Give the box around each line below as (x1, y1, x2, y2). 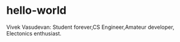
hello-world (6, 4, 67, 17)
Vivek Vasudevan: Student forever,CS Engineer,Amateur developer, (6, 23, 175, 31)
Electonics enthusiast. (6, 29, 62, 37)
